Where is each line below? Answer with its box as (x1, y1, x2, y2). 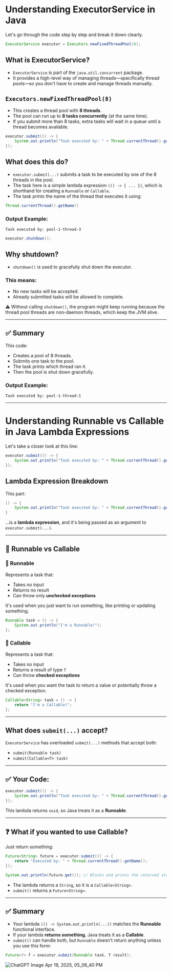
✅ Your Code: (5, 775, 50, 783)
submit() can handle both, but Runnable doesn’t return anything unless (12, 937, 161, 943)
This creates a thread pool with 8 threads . (12, 107, 102, 114)
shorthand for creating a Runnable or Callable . (12, 188, 111, 194)
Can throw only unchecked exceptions (12, 592, 96, 598)
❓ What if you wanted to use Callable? (5, 828, 128, 836)
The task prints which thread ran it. (12, 363, 87, 370)
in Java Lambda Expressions (5, 426, 130, 438)
